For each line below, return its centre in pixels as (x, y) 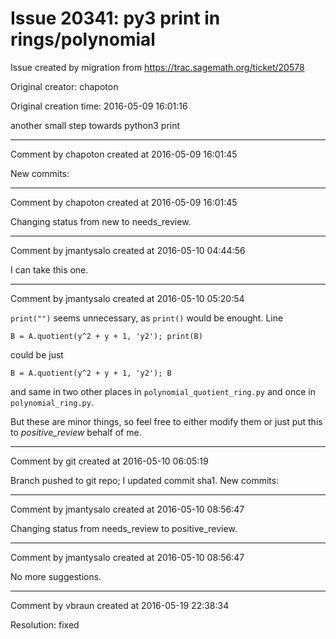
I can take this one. (49, 269)
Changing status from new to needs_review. (101, 221)
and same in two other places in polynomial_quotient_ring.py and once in (163, 391)
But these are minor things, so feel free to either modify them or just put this (166, 421)
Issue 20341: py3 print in (115, 18)
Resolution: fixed (45, 624)
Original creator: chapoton (64, 86)
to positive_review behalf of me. (76, 432)
